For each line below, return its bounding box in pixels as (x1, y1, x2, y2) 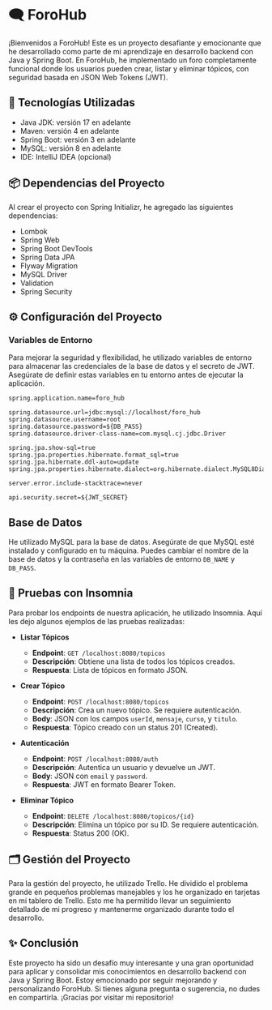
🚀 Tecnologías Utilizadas (8, 96, 135, 109)
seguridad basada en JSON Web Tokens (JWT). (8, 72, 168, 82)
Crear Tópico (19, 681, 66, 691)
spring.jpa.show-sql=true (8, 444, 96, 452)
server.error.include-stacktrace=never (8, 479, 143, 488)
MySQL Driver (19, 269, 67, 279)
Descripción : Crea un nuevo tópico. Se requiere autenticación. (32, 705, 242, 715)
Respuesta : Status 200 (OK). (32, 828, 130, 838)
